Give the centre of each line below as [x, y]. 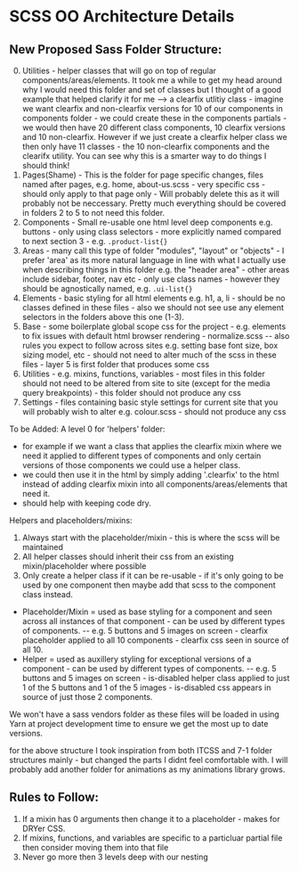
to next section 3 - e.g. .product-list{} [95, 241]
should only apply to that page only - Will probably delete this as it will [151, 194]
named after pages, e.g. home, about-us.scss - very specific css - [144, 184]
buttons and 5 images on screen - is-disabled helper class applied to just [156, 678]
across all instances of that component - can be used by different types [154, 621]
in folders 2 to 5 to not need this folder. [93, 213]
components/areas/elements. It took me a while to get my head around [152, 80]
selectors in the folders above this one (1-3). [103, 317]
